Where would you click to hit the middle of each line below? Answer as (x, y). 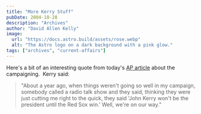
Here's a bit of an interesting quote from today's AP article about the (91, 67)
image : (14, 34)
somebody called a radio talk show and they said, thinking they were (106, 92)
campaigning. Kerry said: (38, 74)
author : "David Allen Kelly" (43, 28)
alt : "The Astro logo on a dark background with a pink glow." (92, 45)
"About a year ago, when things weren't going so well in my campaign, (108, 85)
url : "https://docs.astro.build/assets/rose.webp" (76, 39)
